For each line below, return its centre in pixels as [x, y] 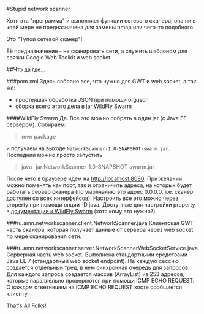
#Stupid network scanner [38, 9]
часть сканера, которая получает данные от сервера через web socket [100, 230]
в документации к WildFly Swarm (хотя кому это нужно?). [82, 211]
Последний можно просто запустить [55, 155]
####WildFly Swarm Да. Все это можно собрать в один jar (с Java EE [96, 118]
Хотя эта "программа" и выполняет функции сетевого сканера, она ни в [101, 21]
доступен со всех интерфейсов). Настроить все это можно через [93, 198]
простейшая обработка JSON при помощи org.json [82, 100]
